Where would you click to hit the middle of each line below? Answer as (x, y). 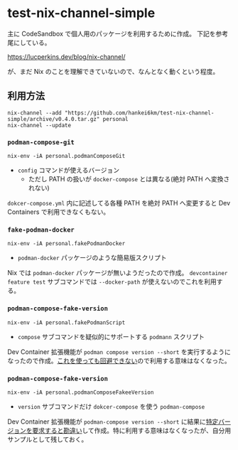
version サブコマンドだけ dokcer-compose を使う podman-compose (111, 406)
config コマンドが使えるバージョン (68, 170)
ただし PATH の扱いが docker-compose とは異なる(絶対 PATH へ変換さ (129, 179)
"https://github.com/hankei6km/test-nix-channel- (139, 113)
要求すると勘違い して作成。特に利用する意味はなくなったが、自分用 (131, 430)
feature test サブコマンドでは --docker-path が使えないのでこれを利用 (112, 282)
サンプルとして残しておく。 (48, 439)
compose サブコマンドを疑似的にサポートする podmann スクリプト (111, 336)
